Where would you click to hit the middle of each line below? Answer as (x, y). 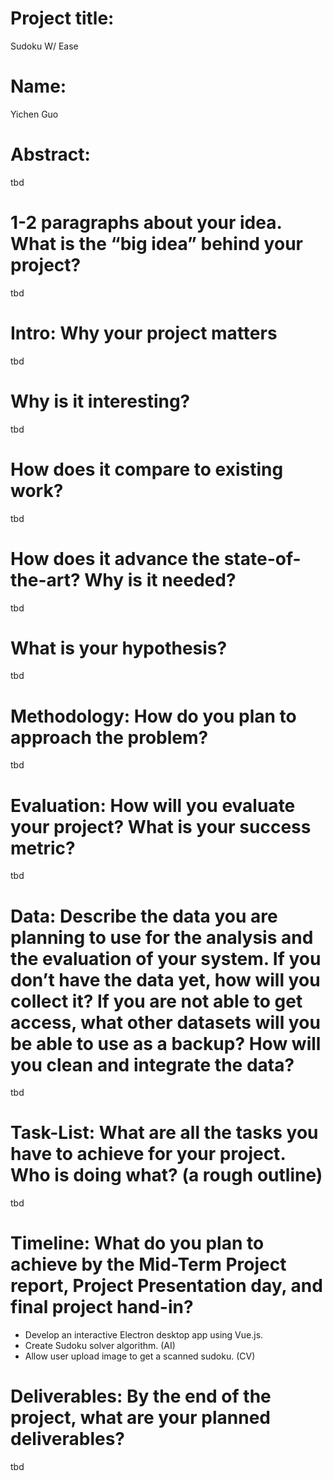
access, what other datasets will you (165, 1022)
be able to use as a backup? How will (166, 1043)
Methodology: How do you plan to (153, 716)
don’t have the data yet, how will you (165, 979)
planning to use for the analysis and (162, 937)
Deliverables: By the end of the (141, 1396)
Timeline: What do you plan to (137, 1243)
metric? (43, 848)
